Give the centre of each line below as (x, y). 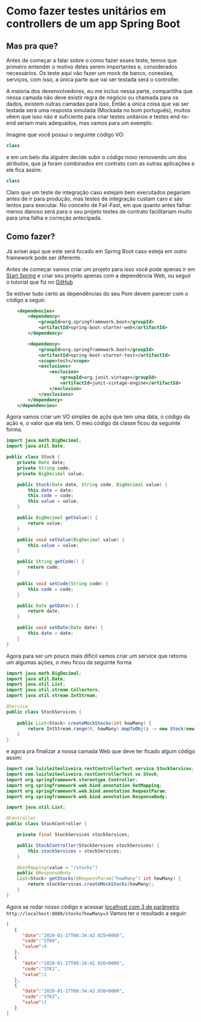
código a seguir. (26, 300)
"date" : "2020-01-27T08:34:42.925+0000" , (73, 935)
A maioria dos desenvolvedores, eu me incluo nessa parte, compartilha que (100, 91)
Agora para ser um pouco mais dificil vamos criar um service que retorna (97, 656)
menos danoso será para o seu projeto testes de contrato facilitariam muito (99, 211)
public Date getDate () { (48, 606)
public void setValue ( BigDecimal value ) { (71, 540)
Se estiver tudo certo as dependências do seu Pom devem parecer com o (97, 293)
